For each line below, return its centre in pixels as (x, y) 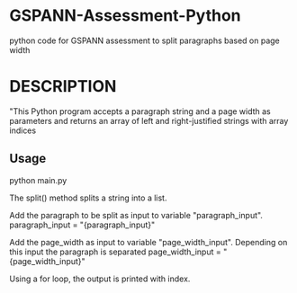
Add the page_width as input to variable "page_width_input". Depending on (148, 242)
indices (23, 130)
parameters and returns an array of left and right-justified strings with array (149, 120)
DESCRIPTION (63, 87)
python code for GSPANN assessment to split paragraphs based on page (145, 40)
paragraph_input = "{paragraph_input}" (82, 225)
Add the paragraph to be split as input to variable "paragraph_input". (136, 215)
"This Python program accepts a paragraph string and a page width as (140, 111)
